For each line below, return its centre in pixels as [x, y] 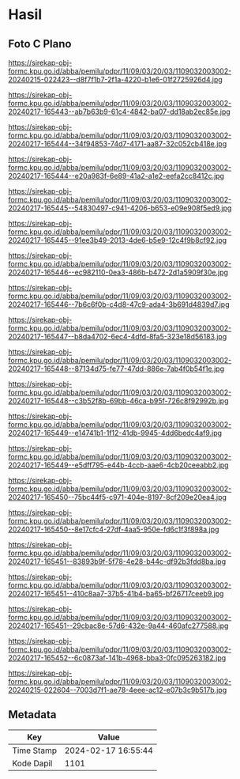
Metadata [32, 715]
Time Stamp [35, 751]
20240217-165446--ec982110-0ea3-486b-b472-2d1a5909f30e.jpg [118, 272]
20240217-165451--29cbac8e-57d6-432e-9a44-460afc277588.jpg [118, 626]
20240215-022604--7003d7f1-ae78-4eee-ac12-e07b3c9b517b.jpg [118, 690]
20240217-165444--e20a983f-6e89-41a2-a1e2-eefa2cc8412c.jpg [116, 176]
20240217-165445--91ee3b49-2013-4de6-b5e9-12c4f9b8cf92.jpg [118, 240]
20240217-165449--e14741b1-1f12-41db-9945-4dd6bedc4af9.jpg [115, 433]
